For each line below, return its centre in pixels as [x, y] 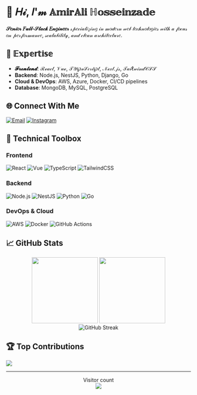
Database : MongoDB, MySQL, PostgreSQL [66, 87]
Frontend [19, 155]
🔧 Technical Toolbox [44, 138]
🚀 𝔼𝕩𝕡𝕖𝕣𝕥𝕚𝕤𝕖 [30, 54]
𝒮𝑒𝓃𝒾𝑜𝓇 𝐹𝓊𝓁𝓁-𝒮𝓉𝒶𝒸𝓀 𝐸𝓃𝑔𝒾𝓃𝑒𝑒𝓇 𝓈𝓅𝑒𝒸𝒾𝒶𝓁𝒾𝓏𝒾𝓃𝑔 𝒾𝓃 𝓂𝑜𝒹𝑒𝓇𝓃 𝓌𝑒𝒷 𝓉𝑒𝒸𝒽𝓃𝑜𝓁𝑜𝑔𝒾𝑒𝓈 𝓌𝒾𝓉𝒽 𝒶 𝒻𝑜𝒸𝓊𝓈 [97, 28]
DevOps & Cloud [30, 211]
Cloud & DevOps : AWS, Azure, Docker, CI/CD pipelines [81, 81]
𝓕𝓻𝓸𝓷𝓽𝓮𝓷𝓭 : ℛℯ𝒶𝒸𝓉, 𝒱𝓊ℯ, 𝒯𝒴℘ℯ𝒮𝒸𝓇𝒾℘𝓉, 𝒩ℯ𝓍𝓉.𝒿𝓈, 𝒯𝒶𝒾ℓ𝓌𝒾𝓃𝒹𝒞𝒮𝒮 [85, 68]
